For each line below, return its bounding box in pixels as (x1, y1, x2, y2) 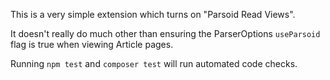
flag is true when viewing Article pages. (10, 39, 174, 50)
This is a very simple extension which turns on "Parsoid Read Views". (10, 9, 296, 20)
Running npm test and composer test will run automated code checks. (10, 58, 298, 69)
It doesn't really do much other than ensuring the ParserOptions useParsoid (10, 28, 321, 39)
